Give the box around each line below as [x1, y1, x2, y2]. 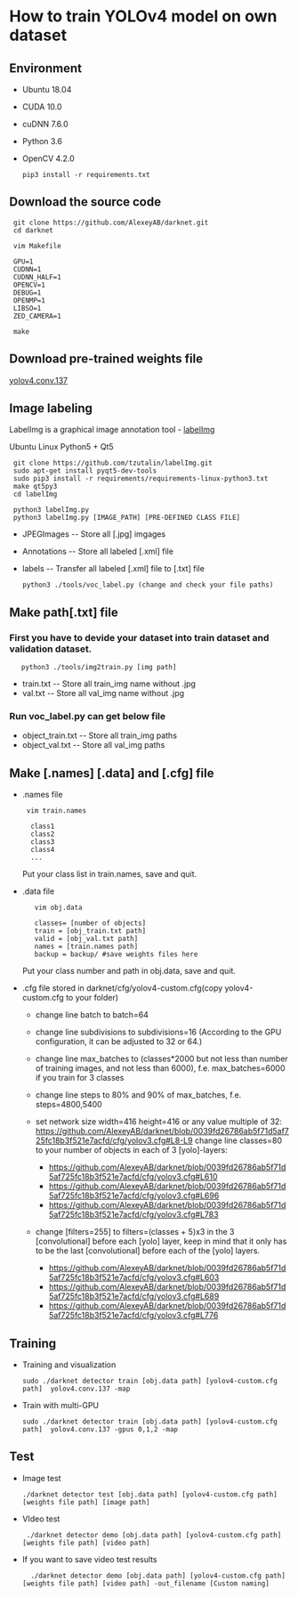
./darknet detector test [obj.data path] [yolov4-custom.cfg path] [21, 1489, 278, 1499]
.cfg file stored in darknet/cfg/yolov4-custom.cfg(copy [21, 983, 223, 993]
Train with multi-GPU [21, 1400, 100, 1411]
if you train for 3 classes [35, 1073, 125, 1083]
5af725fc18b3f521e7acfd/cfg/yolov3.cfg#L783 [48, 1209, 220, 1220]
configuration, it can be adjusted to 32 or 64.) [35, 1036, 203, 1047]
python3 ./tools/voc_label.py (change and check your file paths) [21, 580, 274, 589]
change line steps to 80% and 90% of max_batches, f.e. [35, 1090, 242, 1100]
